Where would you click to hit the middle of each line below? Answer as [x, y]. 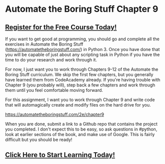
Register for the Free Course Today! [61, 27]
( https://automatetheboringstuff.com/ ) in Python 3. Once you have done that [82, 49]
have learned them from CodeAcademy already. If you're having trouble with [83, 80]
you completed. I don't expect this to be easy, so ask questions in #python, [81, 129]
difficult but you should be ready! [39, 139]
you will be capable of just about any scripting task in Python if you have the [82, 55]
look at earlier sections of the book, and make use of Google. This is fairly [80, 134]
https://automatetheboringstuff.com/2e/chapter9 [55, 114]
